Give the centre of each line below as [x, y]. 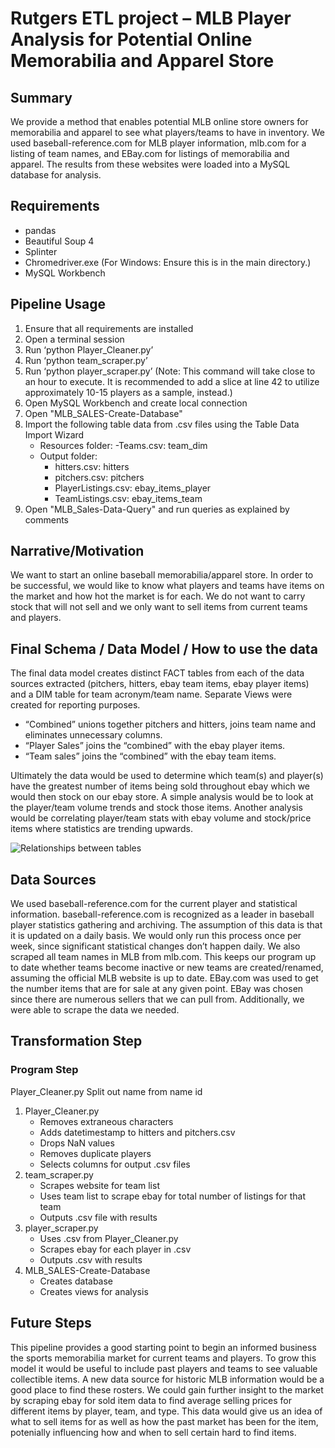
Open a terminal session [74, 339]
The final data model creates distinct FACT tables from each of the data [157, 673]
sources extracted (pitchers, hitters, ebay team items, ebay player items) [160, 684]
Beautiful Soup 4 [59, 241]
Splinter [41, 251]
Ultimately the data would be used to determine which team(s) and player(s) [167, 776]
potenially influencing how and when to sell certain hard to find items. [153, 1432]
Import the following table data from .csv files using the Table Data [162, 424]
